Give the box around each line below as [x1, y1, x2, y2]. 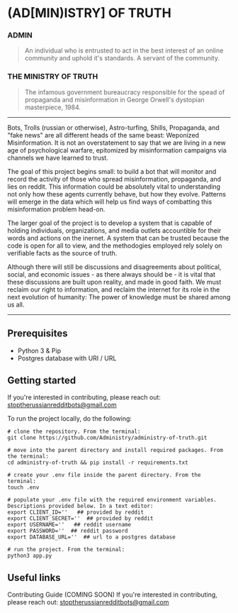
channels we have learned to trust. [7, 153, 108, 162]
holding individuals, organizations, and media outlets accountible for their [7, 226, 222, 235]
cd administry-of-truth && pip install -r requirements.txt [7, 459, 189, 466]
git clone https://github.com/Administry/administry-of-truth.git [7, 434, 208, 441]
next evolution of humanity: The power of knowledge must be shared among [7, 292, 231, 301]
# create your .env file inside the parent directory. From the [7, 472, 201, 479]
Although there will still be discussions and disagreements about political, [7, 263, 222, 271]
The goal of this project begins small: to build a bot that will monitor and [7, 167, 217, 175]
